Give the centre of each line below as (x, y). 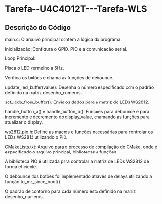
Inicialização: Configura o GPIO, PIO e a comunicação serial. (66, 49)
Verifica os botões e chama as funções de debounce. (59, 77)
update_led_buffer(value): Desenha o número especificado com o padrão (80, 87)
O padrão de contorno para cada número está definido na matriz (71, 191)
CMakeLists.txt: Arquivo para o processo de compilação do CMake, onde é (81, 147)
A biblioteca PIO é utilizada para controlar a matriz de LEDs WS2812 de (77, 161)
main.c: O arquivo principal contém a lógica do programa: (64, 39)
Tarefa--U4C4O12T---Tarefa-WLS (76, 9)
